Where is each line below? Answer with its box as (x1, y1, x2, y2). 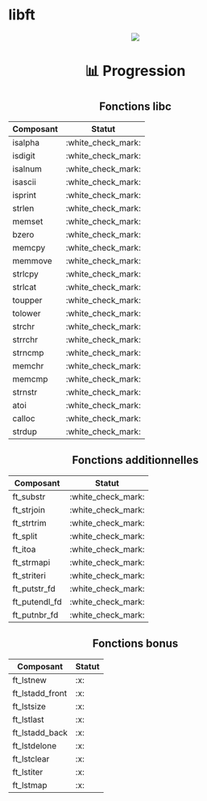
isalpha (12, 137, 40, 148)
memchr (12, 360, 44, 371)
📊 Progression (85, 62, 186, 80)
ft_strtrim (12, 517, 47, 529)
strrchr (12, 334, 39, 345)
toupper (12, 294, 43, 306)
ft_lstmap (12, 779, 48, 790)
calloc (12, 412, 35, 424)
